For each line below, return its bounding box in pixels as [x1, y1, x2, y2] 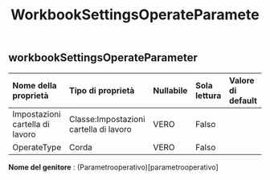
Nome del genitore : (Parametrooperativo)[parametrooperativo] [8, 162, 219, 172]
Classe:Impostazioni [68, 113, 146, 125]
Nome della [12, 80, 58, 91]
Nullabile [153, 84, 188, 96]
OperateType [12, 141, 62, 153]
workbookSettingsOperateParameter [8, 51, 198, 65]
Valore [228, 75, 255, 86]
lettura [195, 90, 222, 101]
